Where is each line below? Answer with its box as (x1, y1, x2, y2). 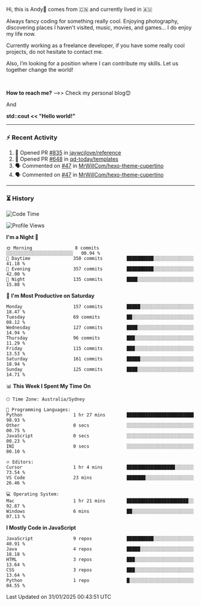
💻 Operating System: (6, 491, 60, 497)
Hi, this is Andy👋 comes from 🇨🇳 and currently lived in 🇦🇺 (6, 6, 153, 13)
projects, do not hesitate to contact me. (6, 48, 103, 55)
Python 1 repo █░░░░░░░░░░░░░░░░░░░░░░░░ (6, 577, 194, 583)
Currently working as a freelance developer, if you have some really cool (6, 42, 185, 49)
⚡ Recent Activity (6, 133, 58, 142)
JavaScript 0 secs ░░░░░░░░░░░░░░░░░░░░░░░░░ (6, 433, 194, 439)
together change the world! (6, 66, 74, 73)
